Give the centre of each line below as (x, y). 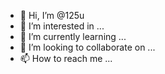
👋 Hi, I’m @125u (52, 15)
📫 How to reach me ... (66, 58)
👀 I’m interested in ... (62, 26)
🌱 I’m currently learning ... (73, 36)
